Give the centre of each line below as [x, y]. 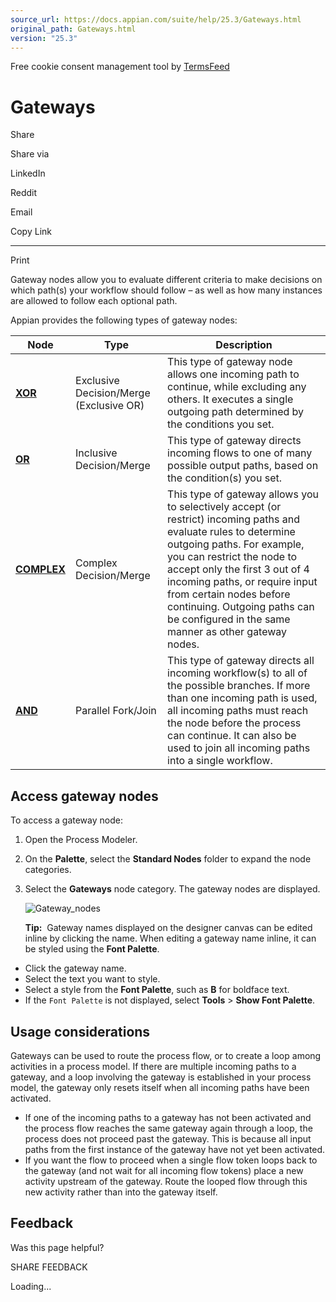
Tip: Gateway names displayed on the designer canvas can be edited [168, 928]
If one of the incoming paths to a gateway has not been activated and [168, 1117]
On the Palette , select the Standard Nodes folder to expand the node [168, 859]
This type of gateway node [230, 362]
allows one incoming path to [233, 374]
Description [244, 345]
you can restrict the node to [232, 557]
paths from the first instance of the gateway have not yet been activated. [175, 1149]
